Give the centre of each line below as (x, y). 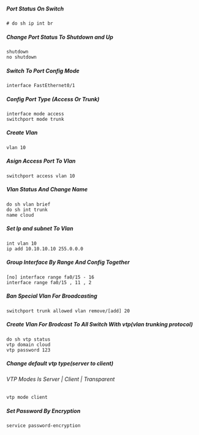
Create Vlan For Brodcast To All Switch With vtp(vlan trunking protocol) (100, 325)
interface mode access (35, 114)
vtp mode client (27, 398)
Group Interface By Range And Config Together (68, 262)
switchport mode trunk (35, 119)
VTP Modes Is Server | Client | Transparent (61, 379)
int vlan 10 (21, 243)
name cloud (20, 215)
